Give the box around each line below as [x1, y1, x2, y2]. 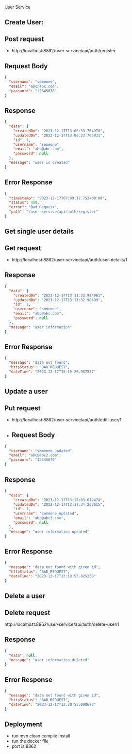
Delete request [4, 608, 50, 616]
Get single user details [4, 227, 74, 236]
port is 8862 [11, 743, 37, 749]
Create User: [4, 18, 44, 26]
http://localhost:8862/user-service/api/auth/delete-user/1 [4, 621, 119, 627]
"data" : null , [9, 653, 37, 658]
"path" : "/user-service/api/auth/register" [9, 209, 98, 214]
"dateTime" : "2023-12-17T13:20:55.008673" [9, 702, 96, 707]
